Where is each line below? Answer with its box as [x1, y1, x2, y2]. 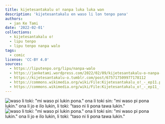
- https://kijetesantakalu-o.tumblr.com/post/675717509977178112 [9, 75, 146, 80]
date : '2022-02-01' [5, 25, 45, 30]
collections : [5, 30, 32, 35]
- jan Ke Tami [9, 21, 38, 26]
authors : [5, 16, 23, 21]
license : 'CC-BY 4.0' [5, 57, 50, 62]
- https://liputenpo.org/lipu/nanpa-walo [9, 66, 96, 71]
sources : [5, 62, 23, 66]
